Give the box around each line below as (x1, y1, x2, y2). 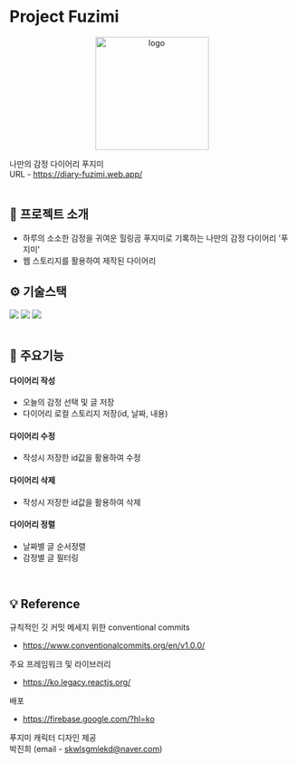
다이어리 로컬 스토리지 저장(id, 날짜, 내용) (22, 408, 168, 419)
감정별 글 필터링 (22, 552, 79, 563)
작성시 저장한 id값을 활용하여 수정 (22, 453, 141, 463)
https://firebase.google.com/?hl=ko (22, 713, 156, 724)
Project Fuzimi (9, 6, 120, 27)
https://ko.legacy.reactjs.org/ (22, 676, 131, 687)
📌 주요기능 (9, 348, 65, 363)
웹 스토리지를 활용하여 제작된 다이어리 (22, 255, 157, 266)
